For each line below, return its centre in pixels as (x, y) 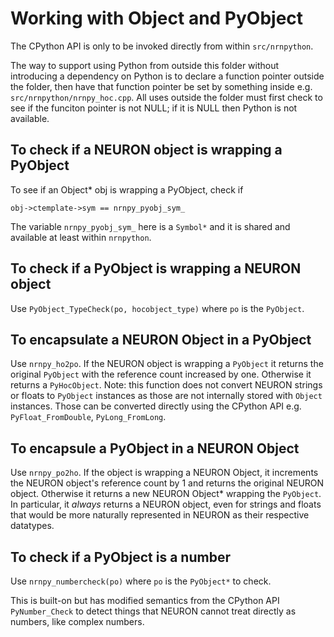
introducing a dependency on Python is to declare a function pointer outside (167, 76)
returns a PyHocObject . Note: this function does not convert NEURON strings (166, 385)
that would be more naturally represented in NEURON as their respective (160, 515)
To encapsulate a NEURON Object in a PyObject (161, 339)
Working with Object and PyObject (157, 18)
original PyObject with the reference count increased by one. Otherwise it (161, 374)
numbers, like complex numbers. (77, 621)
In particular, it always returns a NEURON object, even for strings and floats (166, 504)
